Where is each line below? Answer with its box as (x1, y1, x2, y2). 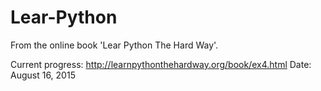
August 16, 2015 (10, 69, 76, 81)
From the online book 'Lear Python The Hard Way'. (10, 39, 219, 51)
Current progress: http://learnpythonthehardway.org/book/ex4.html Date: (10, 58, 312, 70)
